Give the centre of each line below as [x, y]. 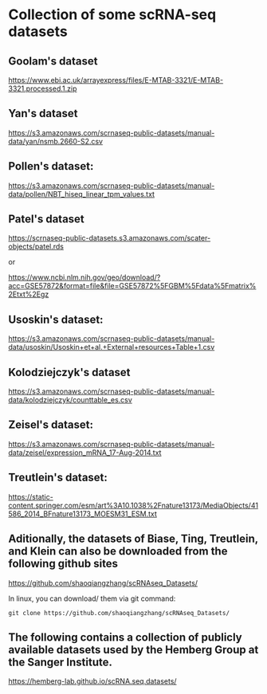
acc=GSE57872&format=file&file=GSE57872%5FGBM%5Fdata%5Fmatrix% [132, 286]
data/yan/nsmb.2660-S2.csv [56, 141]
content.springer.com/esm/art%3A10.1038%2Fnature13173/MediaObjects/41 [133, 505]
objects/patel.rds [36, 247]
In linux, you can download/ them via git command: [92, 598]
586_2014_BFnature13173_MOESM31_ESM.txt [83, 514]
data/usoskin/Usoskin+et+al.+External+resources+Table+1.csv [112, 347]
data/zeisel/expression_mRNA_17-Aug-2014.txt [85, 453]
